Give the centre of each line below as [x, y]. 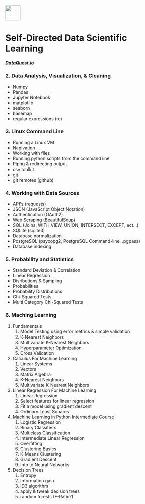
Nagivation [24, 148]
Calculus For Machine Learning [45, 358]
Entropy [28, 475]
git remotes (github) [33, 180]
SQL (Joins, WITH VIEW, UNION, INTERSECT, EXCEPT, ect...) [76, 225]
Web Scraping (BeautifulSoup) [44, 220]
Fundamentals [27, 326]
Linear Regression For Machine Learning [54, 390]
